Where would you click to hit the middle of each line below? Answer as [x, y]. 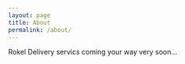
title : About [29, 23]
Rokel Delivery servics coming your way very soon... [93, 52]
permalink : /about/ [40, 30]
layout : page [29, 15]
